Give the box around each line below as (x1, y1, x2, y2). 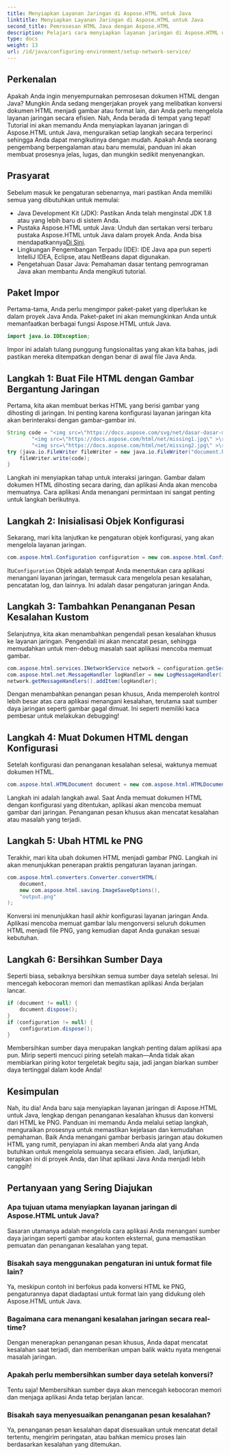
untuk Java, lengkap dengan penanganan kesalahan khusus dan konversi (7, 1111, 214, 1120)
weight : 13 (7, 42, 38, 49)
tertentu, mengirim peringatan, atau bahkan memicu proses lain (7, 1433, 186, 1441)
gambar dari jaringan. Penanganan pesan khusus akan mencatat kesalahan (7, 808, 219, 817)
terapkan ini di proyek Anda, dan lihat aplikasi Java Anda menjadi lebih (7, 1155, 206, 1163)
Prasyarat (7, 170, 50, 182)
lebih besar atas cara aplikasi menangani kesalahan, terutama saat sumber (7, 697, 218, 706)
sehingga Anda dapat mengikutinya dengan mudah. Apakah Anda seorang (7, 135, 217, 144)
